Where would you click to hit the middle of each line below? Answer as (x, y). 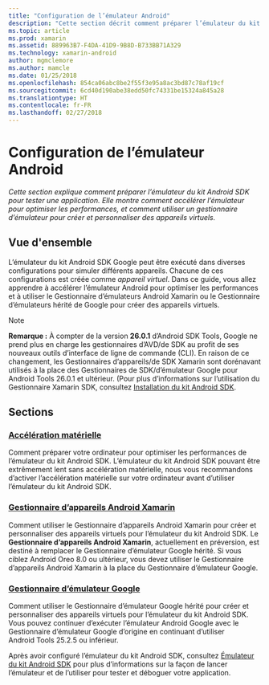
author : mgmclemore (41, 61)
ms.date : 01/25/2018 (43, 75)
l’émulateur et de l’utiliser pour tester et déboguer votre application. (120, 673)
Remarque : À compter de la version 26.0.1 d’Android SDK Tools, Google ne (133, 336)
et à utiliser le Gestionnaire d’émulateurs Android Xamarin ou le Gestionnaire (134, 296)
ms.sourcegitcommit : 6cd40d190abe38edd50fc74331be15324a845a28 (116, 90)
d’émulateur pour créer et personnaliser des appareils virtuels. (112, 217)
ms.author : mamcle (39, 68)
